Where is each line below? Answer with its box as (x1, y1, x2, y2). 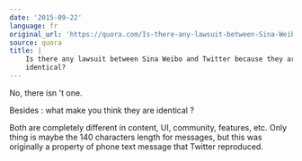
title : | (9, 47, 42, 55)
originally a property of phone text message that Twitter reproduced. (9, 140, 263, 152)
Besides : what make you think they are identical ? (9, 105, 195, 115)
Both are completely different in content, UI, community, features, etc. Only (9, 122, 288, 132)
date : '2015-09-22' (9, 13, 83, 22)
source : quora (9, 38, 63, 47)
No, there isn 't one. (9, 87, 83, 98)
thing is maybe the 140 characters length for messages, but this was (9, 131, 262, 142)
